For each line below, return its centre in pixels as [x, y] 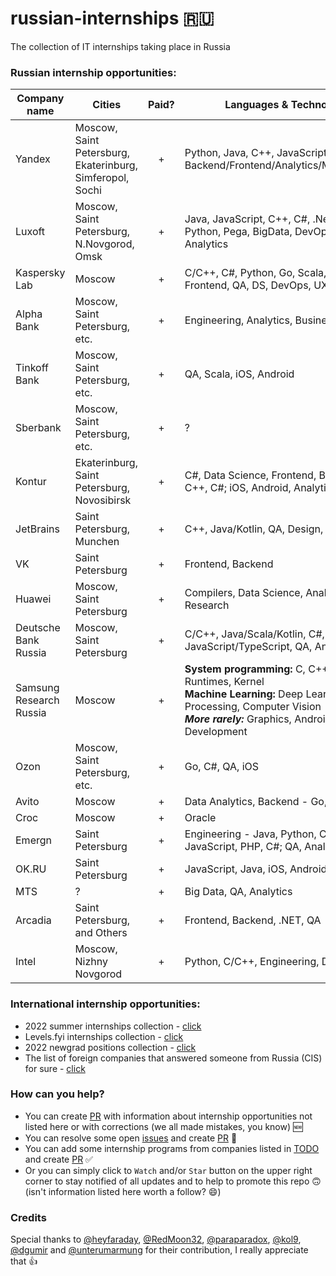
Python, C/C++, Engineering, [252, 962]
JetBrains [37, 529]
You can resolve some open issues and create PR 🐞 [131, 1138]
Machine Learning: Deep [244, 694]
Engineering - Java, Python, [250, 834]
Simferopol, [102, 178]
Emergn [33, 840]
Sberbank [38, 428]
